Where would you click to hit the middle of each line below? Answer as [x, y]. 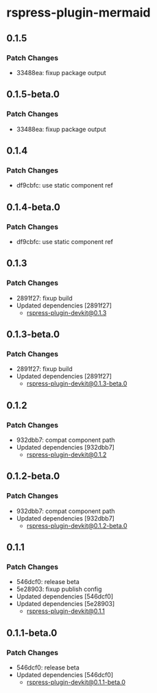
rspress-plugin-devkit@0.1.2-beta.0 [77, 525]
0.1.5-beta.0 [33, 94]
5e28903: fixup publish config [59, 589]
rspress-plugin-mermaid [78, 13]
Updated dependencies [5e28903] [65, 604]
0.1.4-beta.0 [34, 207]
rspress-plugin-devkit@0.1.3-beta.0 [77, 383]
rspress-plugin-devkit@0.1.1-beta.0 [76, 682]
